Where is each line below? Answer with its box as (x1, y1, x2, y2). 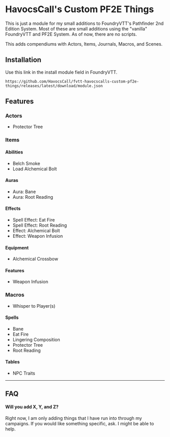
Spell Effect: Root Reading (12, 222, 67, 228)
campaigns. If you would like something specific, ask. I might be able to (5, 420, 154, 426)
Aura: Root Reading (12, 194, 53, 200)
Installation (5, 56, 41, 64)
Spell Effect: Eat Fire (12, 216, 55, 223)
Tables (5, 359, 20, 365)
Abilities (5, 149, 23, 155)
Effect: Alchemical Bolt (12, 227, 60, 234)
